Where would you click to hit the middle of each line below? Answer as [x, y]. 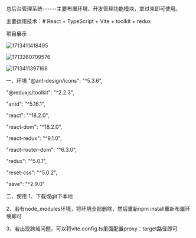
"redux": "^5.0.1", [27, 161]
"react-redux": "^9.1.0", [34, 138]
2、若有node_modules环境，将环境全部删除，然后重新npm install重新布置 [96, 209]
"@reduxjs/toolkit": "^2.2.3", [40, 92]
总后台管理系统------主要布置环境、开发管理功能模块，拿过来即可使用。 [94, 9]
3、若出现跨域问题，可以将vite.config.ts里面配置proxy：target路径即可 [92, 229]
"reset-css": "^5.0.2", [32, 172]
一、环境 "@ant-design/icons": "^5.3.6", [55, 81]
